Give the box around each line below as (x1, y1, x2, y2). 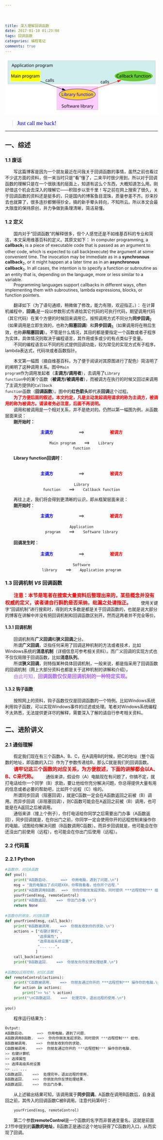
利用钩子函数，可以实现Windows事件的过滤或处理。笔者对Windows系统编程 (5, 704, 157, 710)
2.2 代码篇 (5, 842, 30, 849)
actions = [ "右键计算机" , (14, 929, 63, 934)
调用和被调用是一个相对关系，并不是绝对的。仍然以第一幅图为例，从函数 (14, 407, 158, 412)
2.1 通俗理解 (5, 741, 33, 748)
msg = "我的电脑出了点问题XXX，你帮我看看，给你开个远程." (14, 882, 120, 887)
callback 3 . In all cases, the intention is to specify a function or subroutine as (5, 265, 158, 272)
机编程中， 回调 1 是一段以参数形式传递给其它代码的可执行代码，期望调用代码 (5, 308, 155, 315)
